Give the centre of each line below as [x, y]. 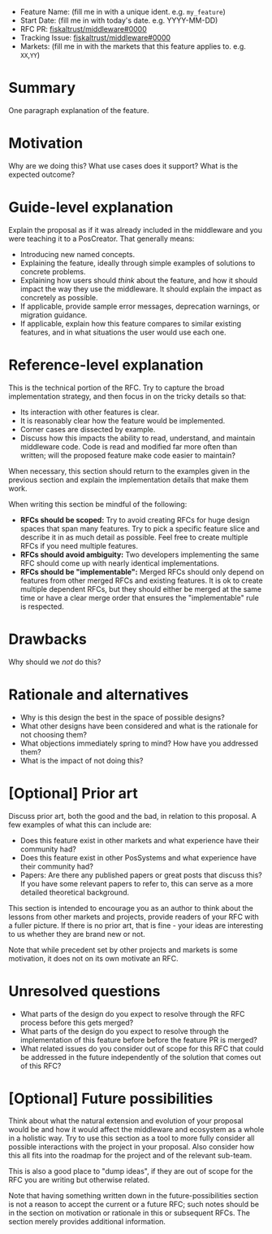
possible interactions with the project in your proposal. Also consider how [131, 1147]
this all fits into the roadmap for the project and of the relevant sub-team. [130, 1156]
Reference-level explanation [106, 365]
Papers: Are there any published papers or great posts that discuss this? [141, 875]
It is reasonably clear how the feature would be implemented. [123, 420]
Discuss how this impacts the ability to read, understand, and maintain [138, 438]
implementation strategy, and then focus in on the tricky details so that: [127, 396]
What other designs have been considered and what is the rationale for [139, 726]
